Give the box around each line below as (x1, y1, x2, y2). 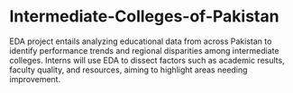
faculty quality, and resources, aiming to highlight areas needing (9, 64, 248, 75)
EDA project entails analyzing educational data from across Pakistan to (9, 36, 272, 46)
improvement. (9, 73, 61, 84)
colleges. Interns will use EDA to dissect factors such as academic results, (9, 55, 286, 65)
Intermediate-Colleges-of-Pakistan (9, 6, 279, 27)
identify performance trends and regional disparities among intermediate (9, 45, 279, 55)
